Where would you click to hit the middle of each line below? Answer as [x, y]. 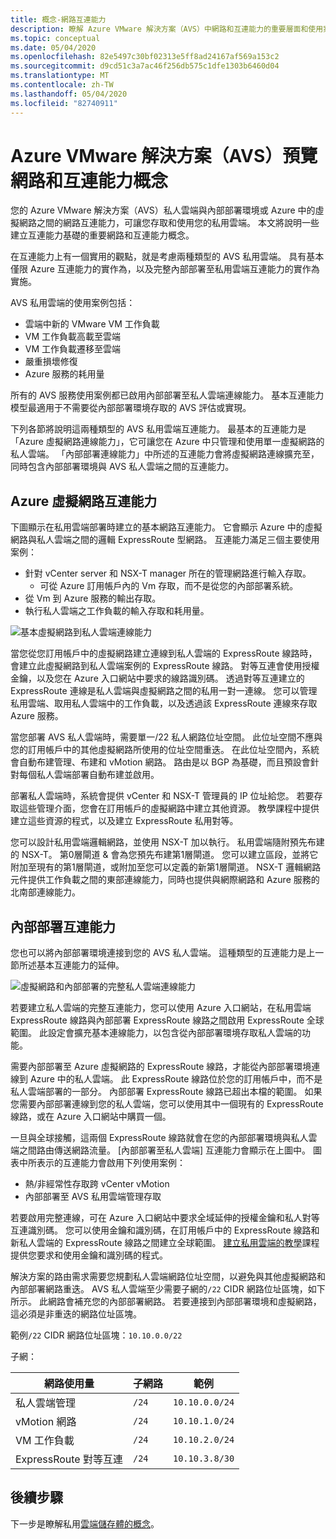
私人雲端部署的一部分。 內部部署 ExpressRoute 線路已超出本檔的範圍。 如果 [166, 1092]
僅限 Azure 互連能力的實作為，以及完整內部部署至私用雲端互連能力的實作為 [165, 269]
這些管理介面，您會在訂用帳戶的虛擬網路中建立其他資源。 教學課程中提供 [169, 808]
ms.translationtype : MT [60, 76]
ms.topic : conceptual [55, 38]
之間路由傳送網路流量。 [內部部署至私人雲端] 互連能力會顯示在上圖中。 [165, 1150]
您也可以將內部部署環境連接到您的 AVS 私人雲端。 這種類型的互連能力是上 [163, 953]
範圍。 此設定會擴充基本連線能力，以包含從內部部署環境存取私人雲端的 [156, 1033]
